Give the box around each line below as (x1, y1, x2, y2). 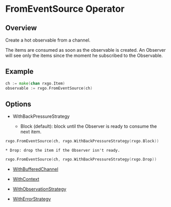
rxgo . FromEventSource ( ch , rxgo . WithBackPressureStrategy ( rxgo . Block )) (5, 139, 159, 144)
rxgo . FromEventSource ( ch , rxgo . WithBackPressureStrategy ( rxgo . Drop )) (5, 157, 157, 162)
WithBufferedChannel (12, 166, 59, 172)
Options (5, 99, 32, 108)
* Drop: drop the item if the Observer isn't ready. (5, 148, 120, 153)
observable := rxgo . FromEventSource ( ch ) (5, 86, 93, 91)
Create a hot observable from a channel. (5, 37, 91, 43)
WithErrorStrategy (12, 196, 51, 202)
